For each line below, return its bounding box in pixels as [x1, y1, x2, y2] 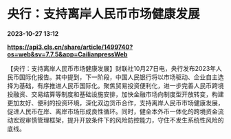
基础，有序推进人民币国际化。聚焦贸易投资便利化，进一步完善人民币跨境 [19, 81, 224, 89]
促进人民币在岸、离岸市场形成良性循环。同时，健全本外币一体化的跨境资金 [7, 107, 218, 116]
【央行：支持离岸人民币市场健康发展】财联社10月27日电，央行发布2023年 [7, 64, 217, 72]
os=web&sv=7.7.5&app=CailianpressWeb [7, 50, 128, 58]
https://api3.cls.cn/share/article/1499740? [7, 43, 133, 51]
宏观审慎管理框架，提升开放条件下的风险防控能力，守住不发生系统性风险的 [12, 116, 224, 124]
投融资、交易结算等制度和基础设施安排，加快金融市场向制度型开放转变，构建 [7, 90, 224, 98]
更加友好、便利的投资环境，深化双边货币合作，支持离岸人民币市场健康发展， [7, 98, 224, 107]
